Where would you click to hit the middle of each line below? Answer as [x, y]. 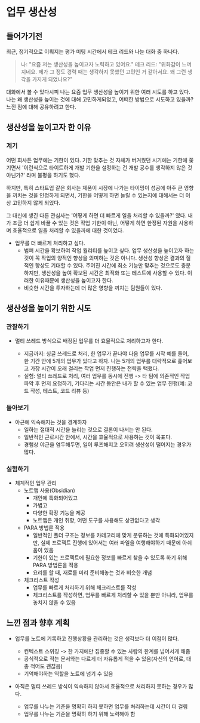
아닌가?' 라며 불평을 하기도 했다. [43, 175]
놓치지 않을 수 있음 [54, 602]
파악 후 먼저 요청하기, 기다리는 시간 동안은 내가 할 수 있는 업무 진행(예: [105, 383]
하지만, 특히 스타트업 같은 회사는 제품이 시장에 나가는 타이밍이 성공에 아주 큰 [95, 187]
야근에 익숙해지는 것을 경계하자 [51, 422]
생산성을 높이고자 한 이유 [49, 127]
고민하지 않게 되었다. [36, 202]
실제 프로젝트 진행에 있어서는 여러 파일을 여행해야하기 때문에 [111, 542]
